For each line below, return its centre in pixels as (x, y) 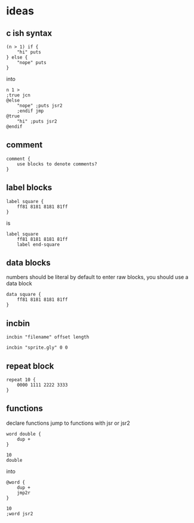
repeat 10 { (21, 380)
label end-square (39, 244)
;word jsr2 (20, 513)
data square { (24, 295)
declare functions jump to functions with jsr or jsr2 (68, 423)
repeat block (30, 366)
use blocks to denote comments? (57, 164)
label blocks (29, 188)
